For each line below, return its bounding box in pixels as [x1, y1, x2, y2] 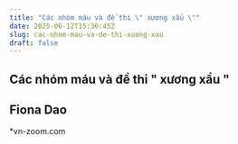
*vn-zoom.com [9, 126, 66, 137]
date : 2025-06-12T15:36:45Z [9, 22, 116, 31]
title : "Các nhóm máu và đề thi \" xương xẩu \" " [9, 13, 201, 22]
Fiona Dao [9, 103, 68, 118]
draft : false [9, 38, 59, 48]
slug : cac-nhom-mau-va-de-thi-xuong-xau [9, 30, 165, 39]
